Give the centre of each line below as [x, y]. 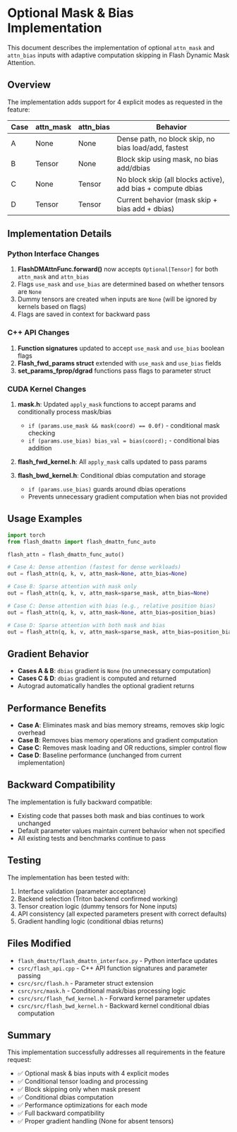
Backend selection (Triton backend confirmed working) [98, 899]
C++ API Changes [38, 332]
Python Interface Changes [54, 254]
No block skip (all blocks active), [170, 180]
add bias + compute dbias [160, 188]
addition [40, 448]
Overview [29, 85]
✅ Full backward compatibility [61, 1113]
